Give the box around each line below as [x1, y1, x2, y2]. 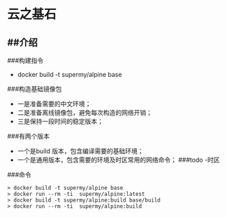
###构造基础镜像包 [7, 85, 62, 93]
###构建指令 [7, 57, 44, 64]
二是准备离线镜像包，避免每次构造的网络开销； [17, 108, 152, 116]
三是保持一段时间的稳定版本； [17, 117, 103, 125]
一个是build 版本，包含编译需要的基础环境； [17, 147, 144, 155]
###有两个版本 [7, 132, 50, 140]
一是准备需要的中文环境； [17, 99, 91, 108]
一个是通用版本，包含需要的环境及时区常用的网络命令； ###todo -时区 [17, 155, 220, 164]
